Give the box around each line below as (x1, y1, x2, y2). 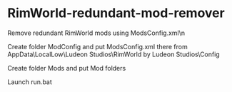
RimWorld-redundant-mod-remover (7, 5, 225, 21)
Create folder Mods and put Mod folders (7, 63, 126, 72)
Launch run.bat (7, 77, 52, 86)
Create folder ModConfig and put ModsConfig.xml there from (7, 42, 188, 51)
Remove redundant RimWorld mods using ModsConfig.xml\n (7, 29, 186, 37)
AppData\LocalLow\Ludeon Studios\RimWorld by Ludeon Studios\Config (7, 50, 220, 58)
